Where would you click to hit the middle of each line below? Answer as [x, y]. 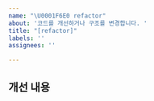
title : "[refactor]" [43, 30]
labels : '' [27, 38]
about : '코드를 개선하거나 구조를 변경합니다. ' [78, 23]
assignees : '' [32, 46]
